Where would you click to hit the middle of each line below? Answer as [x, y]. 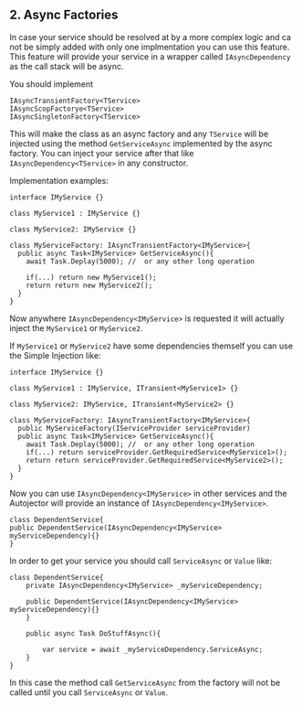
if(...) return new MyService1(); [91, 277]
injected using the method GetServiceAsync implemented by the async [141, 143]
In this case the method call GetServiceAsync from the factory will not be [145, 682]
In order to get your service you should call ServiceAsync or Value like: [141, 561]
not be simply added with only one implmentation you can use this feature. [150, 47]
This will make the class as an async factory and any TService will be [139, 134]
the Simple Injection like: [56, 355]
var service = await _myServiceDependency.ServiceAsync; [152, 649]
